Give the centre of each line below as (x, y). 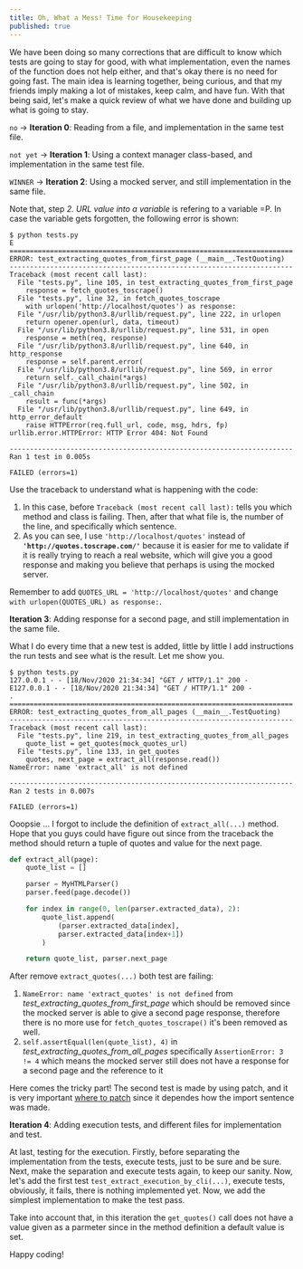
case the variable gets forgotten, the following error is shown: (124, 218)
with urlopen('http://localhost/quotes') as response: (131, 306)
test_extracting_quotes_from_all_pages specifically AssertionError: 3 (153, 1052)
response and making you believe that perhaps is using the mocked (148, 564)
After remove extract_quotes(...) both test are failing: (112, 976)
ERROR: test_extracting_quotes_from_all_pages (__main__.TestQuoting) (145, 711)
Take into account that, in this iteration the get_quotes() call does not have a (151, 1217)
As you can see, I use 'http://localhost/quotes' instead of (134, 536)
